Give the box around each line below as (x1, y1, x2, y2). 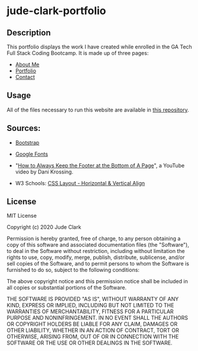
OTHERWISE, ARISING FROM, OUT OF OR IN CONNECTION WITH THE (7, 333, 179, 340)
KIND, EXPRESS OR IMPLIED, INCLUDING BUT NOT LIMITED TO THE (7, 302, 174, 309)
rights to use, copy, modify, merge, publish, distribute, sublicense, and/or (7, 254, 185, 261)
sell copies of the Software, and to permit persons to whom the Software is (7, 260, 190, 267)
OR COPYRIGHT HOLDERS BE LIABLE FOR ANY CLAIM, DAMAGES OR (7, 320, 178, 328)
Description (7, 28, 51, 38)
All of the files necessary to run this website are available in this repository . (7, 106, 189, 113)
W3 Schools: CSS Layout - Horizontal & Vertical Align (15, 179, 145, 186)
